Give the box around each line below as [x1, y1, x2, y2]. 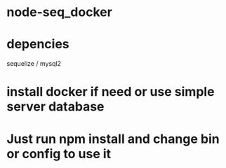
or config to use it [6, 146, 112, 162]
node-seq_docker [6, 4, 113, 20]
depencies [6, 36, 69, 52]
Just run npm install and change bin [6, 131, 220, 147]
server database [6, 99, 105, 115]
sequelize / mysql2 [6, 59, 61, 68]
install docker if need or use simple [6, 84, 215, 100]
